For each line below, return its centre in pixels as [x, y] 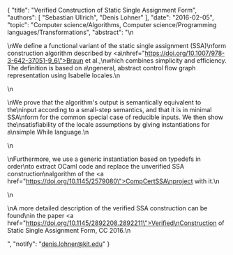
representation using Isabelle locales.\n [64, 75]
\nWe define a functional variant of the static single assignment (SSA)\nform [117, 46]
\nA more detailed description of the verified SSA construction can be [107, 208]
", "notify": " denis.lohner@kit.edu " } [59, 244]
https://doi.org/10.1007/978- [185, 53]
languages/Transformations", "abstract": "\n [70, 32]
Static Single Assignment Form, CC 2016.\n [69, 230]
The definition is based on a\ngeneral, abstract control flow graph [102, 68]
